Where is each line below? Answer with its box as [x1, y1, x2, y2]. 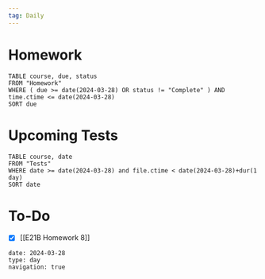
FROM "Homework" [8, 79, 62, 87]
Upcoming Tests [8, 126, 119, 144]
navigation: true [8, 263, 66, 271]
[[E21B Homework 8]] [19, 233, 90, 242]
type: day [8, 256, 41, 264]
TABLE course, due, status [8, 72, 98, 80]
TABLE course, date [8, 153, 73, 161]
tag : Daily [8, 11, 44, 20]
